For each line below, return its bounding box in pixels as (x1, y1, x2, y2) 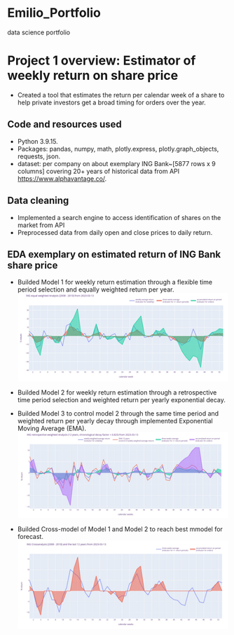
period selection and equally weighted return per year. (17, 285, 174, 294)
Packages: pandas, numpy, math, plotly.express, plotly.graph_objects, (17, 144, 219, 153)
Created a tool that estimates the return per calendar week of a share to (17, 90, 225, 99)
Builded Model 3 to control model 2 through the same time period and (17, 409, 219, 418)
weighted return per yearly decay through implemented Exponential (17, 416, 213, 425)
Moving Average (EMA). (17, 424, 86, 432)
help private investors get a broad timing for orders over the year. (17, 98, 207, 107)
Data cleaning (7, 195, 69, 207)
